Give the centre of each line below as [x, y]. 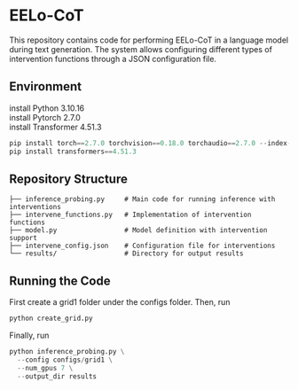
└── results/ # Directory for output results [126, 253]
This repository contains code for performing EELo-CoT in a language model [149, 40]
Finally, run [29, 335]
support [24, 238]
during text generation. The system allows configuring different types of [141, 49]
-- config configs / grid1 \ [65, 360]
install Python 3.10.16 [47, 108]
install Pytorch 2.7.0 [45, 117]
